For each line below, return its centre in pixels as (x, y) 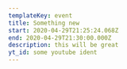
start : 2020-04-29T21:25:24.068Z (63, 30)
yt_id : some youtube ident (53, 52)
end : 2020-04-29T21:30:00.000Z (60, 38)
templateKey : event (40, 15)
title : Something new (44, 23)
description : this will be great (63, 45)
